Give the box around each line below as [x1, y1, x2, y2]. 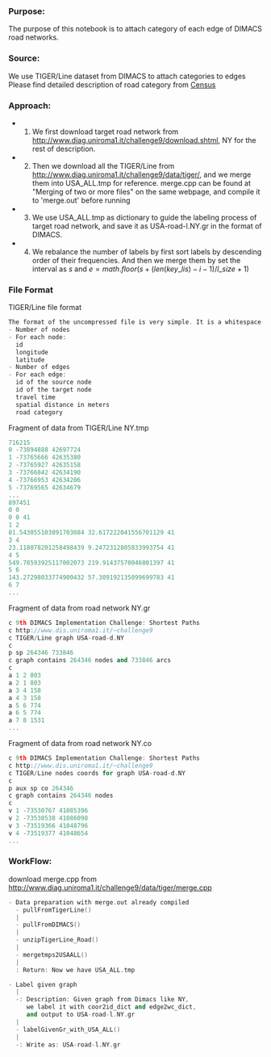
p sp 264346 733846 [8, 648, 74, 657]
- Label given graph [8, 980, 78, 988]
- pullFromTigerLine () [15, 906, 92, 914]
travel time [15, 393, 56, 401]
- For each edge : [8, 371, 67, 379]
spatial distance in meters [15, 401, 110, 409]
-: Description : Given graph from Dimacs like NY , [15, 996, 190, 1004]
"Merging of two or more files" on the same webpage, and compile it [31, 187, 261, 196]
